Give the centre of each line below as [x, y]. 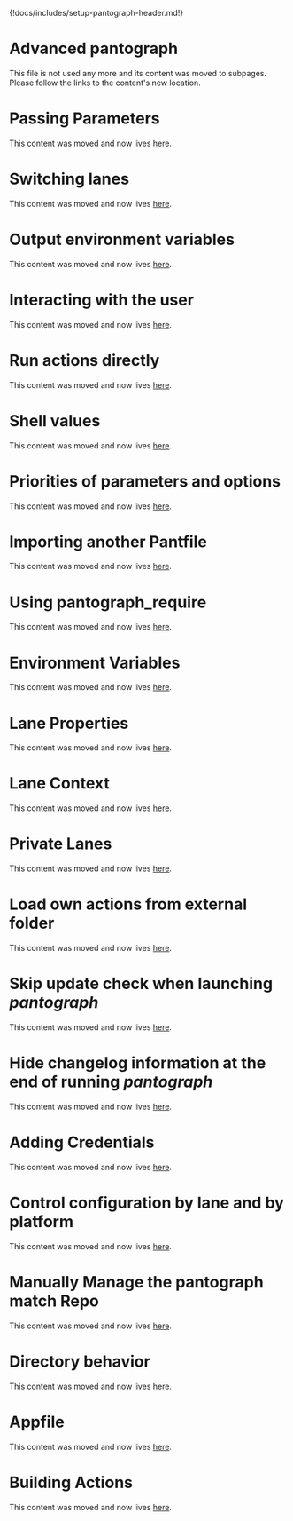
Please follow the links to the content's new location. [105, 83]
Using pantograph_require [108, 602]
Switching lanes [69, 179]
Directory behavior [80, 1361]
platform [41, 1222]
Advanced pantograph [94, 49]
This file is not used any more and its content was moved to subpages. [138, 73]
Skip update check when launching [141, 984]
